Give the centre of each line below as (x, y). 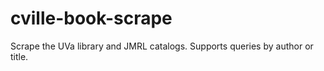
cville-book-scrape (91, 18)
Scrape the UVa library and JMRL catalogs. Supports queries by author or (162, 46)
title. (19, 56)
